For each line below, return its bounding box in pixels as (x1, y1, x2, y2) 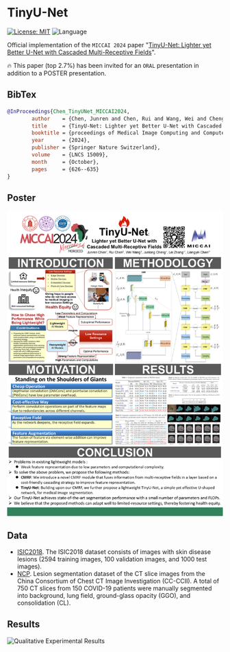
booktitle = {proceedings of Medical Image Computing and (31, 130, 201, 136)
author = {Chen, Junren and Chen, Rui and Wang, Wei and (31, 115, 207, 122)
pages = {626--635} (31, 166, 99, 173)
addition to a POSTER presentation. (7, 69, 107, 77)
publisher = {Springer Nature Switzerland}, (31, 144, 161, 152)
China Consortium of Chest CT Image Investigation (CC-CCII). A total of (16, 577, 220, 585)
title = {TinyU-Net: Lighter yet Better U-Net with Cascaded (31, 122, 222, 130)
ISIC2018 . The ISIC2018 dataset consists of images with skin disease (16, 547, 211, 556)
